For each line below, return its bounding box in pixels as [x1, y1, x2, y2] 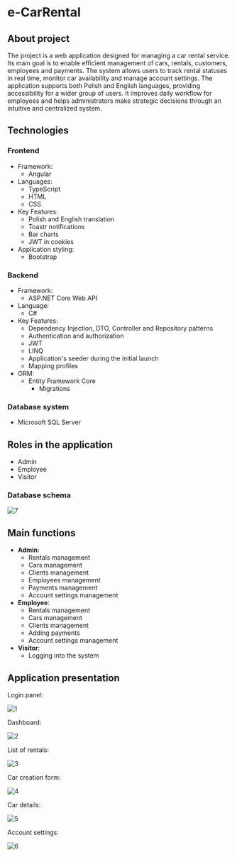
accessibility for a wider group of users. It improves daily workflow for [7, 89, 212, 97]
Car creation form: [7, 773, 62, 782]
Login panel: [7, 691, 44, 700]
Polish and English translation [28, 214, 115, 223]
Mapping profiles [28, 361, 78, 370]
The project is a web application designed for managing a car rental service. [7, 51, 231, 60]
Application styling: [17, 245, 75, 253]
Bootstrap [28, 253, 57, 261]
